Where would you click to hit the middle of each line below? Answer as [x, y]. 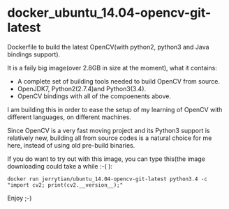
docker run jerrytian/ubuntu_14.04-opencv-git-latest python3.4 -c [108, 179]
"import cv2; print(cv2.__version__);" [65, 185]
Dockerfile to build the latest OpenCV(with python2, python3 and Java [108, 47]
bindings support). [34, 54]
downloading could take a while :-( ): [60, 166]
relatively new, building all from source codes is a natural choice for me [110, 138]
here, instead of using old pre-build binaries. [71, 145]
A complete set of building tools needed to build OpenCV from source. [119, 81]
